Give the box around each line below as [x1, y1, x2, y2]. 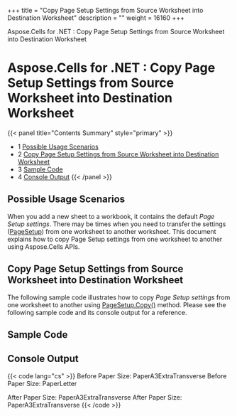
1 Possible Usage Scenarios [17, 142, 99, 151]
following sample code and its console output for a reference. [7, 308, 187, 316]
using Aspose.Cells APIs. [7, 242, 80, 251]
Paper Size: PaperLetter [7, 379, 77, 388]
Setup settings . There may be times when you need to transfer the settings [7, 220, 226, 228]
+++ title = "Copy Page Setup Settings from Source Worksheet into [7, 6, 204, 14]
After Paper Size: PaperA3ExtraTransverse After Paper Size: [7, 393, 182, 401]
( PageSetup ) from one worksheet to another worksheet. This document [7, 227, 216, 235]
